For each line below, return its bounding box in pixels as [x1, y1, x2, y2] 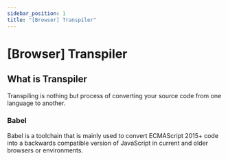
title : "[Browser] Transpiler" [7, 16, 97, 23]
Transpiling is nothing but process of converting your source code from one [7, 91, 222, 100]
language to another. [7, 99, 66, 107]
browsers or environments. [7, 146, 84, 155]
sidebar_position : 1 [7, 10, 67, 17]
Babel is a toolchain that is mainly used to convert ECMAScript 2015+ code [7, 131, 218, 139]
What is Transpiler [7, 73, 87, 85]
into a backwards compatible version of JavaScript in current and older [7, 139, 208, 147]
